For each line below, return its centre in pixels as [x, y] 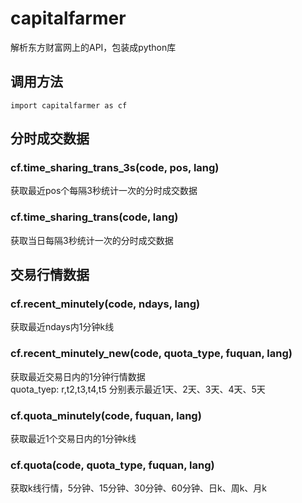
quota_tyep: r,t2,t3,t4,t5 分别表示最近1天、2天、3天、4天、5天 [138, 389]
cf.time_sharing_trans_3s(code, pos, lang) [115, 168]
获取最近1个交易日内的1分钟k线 [73, 439]
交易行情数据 [50, 275]
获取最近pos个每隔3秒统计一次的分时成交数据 [104, 191]
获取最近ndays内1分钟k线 [62, 327]
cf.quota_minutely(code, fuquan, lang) [106, 415]
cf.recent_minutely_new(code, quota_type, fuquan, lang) [151, 354]
